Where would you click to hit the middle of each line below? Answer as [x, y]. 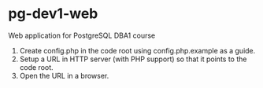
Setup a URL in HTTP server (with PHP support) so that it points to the [133, 59]
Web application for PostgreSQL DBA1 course [82, 35]
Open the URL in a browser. [64, 75]
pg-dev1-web [53, 14]
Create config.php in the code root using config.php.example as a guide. [137, 50]
